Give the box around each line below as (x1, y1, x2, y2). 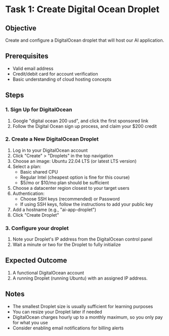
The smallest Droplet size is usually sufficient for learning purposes (12, 303, 153, 309)
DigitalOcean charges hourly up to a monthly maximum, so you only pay (12, 314, 163, 320)
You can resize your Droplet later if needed (12, 309, 102, 315)
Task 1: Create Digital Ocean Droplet (5, 4, 159, 15)
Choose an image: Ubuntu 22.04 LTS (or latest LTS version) (12, 158, 137, 164)
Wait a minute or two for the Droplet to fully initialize (12, 242, 121, 248)
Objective (5, 24, 37, 32)
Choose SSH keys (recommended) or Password (20, 195, 120, 201)
